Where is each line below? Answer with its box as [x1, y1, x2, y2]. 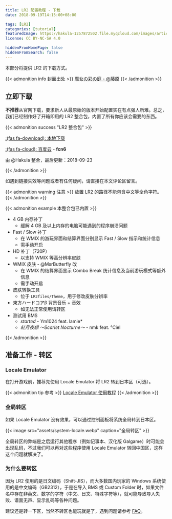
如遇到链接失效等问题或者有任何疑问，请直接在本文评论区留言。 [5, 178, 140, 184]
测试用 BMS [12, 312, 38, 319]
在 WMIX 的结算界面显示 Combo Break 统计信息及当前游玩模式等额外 [20, 267, 166, 273]
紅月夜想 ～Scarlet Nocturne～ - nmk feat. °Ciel [20, 324, 121, 330]
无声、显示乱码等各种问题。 [23, 497, 82, 503]
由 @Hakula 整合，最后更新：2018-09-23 [5, 157, 93, 163]
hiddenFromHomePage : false [5, 45, 63, 50]
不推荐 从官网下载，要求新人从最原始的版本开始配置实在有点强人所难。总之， [5, 106, 167, 113]
